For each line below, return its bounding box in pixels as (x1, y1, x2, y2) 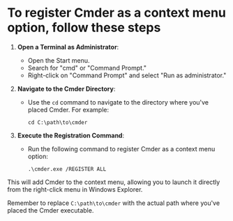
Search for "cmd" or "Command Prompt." (27, 63, 147, 72)
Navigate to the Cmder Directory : (17, 84, 116, 93)
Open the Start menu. (27, 56, 90, 64)
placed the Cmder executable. (7, 206, 94, 214)
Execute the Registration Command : (17, 131, 124, 139)
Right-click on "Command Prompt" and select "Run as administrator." (27, 71, 227, 79)
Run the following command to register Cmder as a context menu (27, 144, 216, 153)
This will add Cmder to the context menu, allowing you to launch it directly (7, 178, 220, 186)
